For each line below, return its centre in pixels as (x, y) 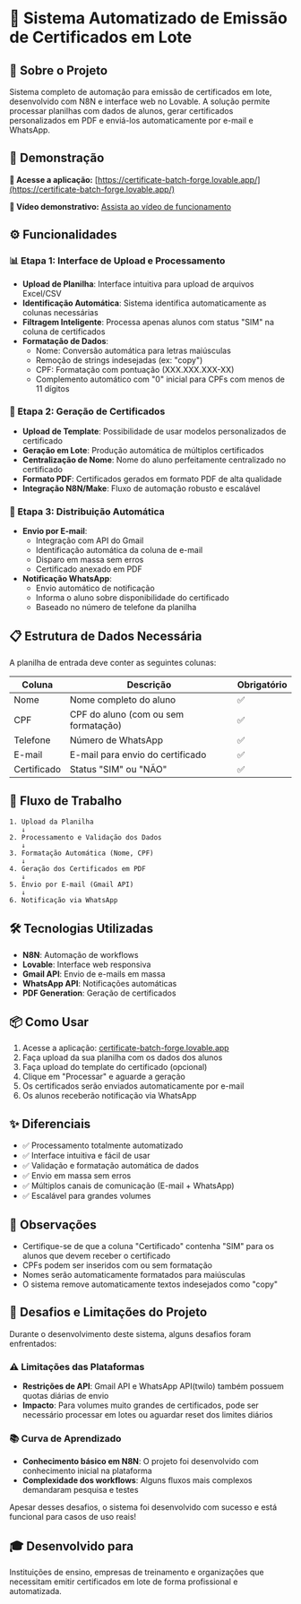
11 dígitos (52, 388)
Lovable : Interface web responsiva (86, 964)
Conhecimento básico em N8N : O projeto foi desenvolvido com (141, 1462)
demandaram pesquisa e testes (80, 1490)
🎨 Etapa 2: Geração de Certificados (87, 411)
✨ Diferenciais (50, 1124)
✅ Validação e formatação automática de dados (111, 1166)
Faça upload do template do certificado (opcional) (115, 1067)
